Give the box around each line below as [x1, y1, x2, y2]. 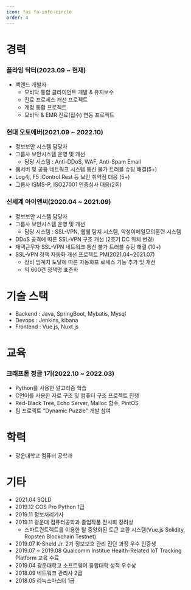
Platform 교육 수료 [15, 554, 60, 561]
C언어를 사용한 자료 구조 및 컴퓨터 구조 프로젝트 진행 [15, 392, 139, 399]
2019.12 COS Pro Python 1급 [15, 503, 85, 510]
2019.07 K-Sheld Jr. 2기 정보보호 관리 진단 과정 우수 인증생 [15, 540, 156, 547]
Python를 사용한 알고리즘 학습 [15, 384, 87, 391]
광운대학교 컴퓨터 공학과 [15, 451, 73, 459]
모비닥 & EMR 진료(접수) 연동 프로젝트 [24, 111, 115, 119]
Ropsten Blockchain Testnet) [24, 533, 96, 540]
